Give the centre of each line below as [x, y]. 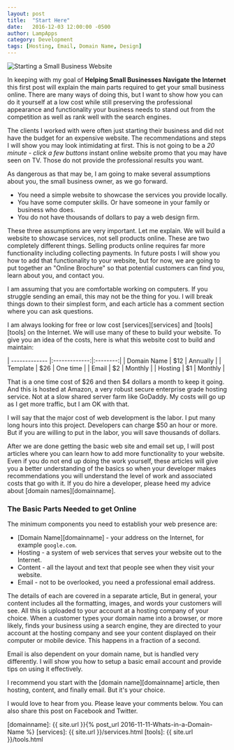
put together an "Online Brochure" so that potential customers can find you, [116, 268]
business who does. [46, 210]
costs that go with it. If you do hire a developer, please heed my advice [109, 483]
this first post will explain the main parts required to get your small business [116, 87]
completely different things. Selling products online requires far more [107, 245]
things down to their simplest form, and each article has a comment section [116, 304]
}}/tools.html [25, 739]
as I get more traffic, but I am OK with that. [68, 404]
